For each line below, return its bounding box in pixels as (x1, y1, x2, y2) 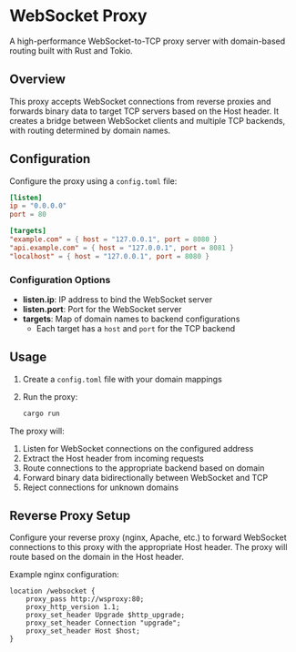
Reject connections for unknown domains (22, 482, 179, 493)
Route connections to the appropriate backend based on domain (22, 462, 265, 474)
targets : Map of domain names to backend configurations (22, 313, 240, 324)
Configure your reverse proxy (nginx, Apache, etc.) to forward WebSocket (9, 532, 287, 543)
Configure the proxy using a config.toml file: (9, 175, 178, 187)
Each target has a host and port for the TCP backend (36, 322, 235, 333)
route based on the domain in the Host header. (9, 552, 185, 563)
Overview (9, 72, 66, 87)
